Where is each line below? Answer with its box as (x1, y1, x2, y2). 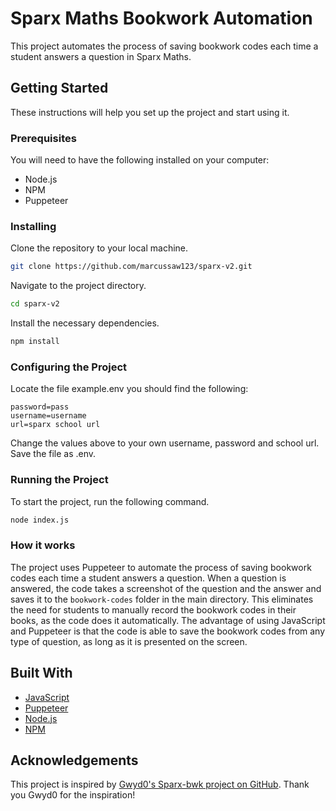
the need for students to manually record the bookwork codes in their (10, 603, 297, 616)
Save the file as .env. (10, 448, 97, 460)
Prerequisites (10, 131, 77, 145)
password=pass (10, 402, 70, 412)
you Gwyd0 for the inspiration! (10, 789, 136, 801)
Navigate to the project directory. (10, 280, 147, 292)
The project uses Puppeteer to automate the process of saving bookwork (10, 561, 312, 573)
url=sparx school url (10, 420, 101, 430)
